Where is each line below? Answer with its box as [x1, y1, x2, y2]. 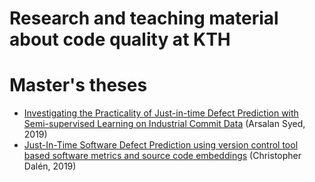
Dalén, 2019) [23, 160, 77, 172]
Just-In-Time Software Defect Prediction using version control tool [23, 139, 299, 151]
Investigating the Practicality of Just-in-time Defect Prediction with [23, 107, 299, 119]
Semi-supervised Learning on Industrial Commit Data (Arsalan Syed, [23, 118, 306, 130]
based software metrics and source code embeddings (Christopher [23, 150, 302, 162]
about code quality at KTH [9, 28, 231, 51]
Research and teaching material [9, 7, 279, 30]
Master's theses [9, 74, 148, 97]
